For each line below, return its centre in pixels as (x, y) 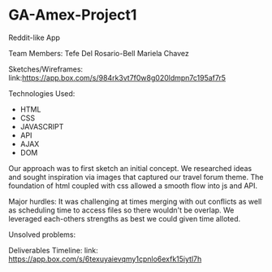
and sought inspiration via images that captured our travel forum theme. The (136, 177)
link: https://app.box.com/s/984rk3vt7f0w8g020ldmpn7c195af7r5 (117, 77)
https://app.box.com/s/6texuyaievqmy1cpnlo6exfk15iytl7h (105, 259)
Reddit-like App (35, 37)
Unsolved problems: (42, 235)
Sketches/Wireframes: (46, 69)
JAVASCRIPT (42, 126)
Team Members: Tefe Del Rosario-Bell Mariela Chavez (99, 53)
